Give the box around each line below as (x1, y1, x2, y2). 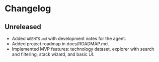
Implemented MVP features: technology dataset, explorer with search (11, 46, 155, 52)
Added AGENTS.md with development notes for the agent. (11, 35, 126, 41)
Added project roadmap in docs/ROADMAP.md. (11, 41, 109, 47)
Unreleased (4, 23, 42, 31)
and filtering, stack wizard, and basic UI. (11, 51, 95, 57)
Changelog (4, 3, 51, 14)
